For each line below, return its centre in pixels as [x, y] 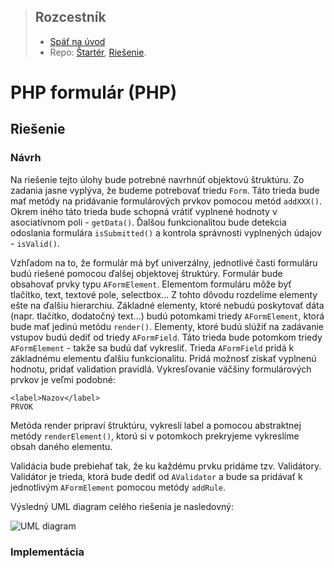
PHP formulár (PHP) [94, 92]
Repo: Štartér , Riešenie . [98, 52]
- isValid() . [35, 243]
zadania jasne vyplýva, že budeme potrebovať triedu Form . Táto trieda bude [165, 190]
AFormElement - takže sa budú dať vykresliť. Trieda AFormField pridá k [152, 347]
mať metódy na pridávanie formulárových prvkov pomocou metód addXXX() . [166, 201]
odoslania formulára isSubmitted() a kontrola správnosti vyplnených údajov [166, 232]
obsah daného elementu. [61, 446]
